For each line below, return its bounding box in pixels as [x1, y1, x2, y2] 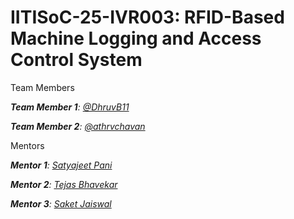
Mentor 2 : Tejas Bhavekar [10, 178, 118, 190]
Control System [10, 49, 143, 71]
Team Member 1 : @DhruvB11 [10, 101, 130, 113]
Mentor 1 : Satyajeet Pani [10, 159, 113, 171]
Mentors [10, 139, 45, 151]
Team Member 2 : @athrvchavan [10, 120, 146, 132]
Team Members [10, 81, 75, 93]
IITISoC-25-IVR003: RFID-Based [10, 6, 285, 29]
